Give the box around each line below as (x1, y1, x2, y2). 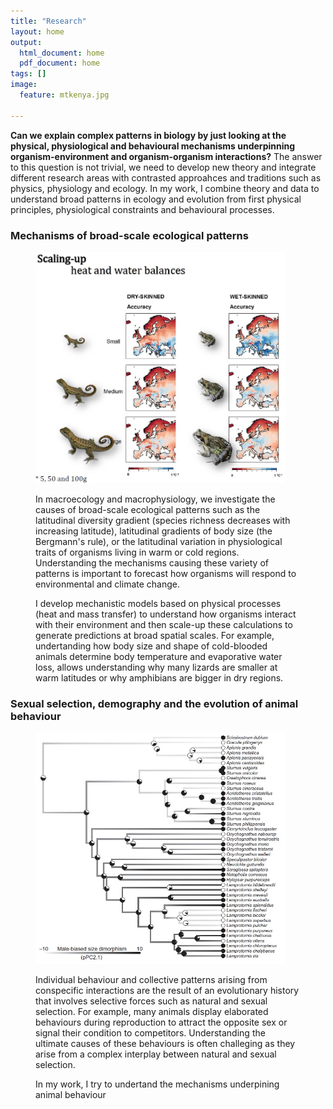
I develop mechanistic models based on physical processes (35, 597, 282, 609)
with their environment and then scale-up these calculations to (35, 618, 293, 630)
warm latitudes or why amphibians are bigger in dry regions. (35, 671, 284, 684)
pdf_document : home (19, 58, 101, 69)
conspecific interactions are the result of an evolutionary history (35, 985, 300, 997)
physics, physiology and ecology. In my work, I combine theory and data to (10, 182, 320, 194)
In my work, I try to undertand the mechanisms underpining (35, 1078, 280, 1090)
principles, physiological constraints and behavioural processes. (10, 203, 275, 215)
